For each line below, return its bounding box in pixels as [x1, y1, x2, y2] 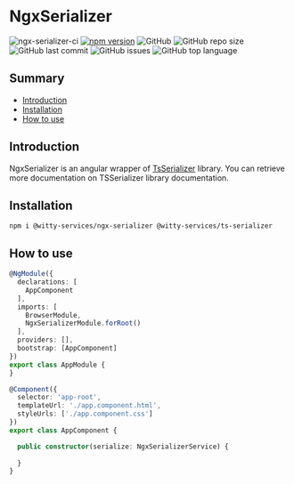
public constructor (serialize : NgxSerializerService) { [17, 442, 229, 451]
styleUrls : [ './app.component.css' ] [17, 409, 153, 419]
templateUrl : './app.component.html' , [17, 401, 162, 410]
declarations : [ [17, 278, 78, 286]
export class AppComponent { [9, 425, 118, 435]
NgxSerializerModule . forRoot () [25, 319, 142, 328]
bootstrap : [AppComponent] [17, 344, 118, 353]
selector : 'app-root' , [17, 393, 102, 402]
